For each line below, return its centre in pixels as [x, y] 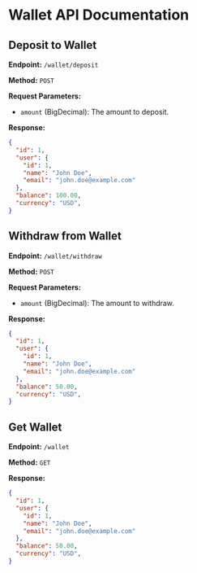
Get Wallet [35, 427]
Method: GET [30, 462]
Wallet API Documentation [99, 15]
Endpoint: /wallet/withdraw [56, 256]
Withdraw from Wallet [65, 236]
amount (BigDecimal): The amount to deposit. [94, 112]
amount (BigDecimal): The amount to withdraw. [97, 303]
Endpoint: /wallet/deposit [54, 64]
